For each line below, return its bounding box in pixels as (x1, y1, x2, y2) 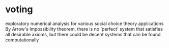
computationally (5, 37, 39, 43)
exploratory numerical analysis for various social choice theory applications (5, 20, 164, 27)
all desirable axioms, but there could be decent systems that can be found (5, 31, 161, 37)
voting (5, 4, 33, 15)
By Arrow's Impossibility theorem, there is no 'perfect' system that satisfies (5, 26, 163, 32)
